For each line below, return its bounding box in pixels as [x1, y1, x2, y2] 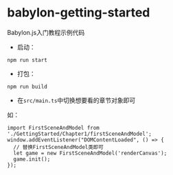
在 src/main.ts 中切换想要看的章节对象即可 [16, 96, 136, 104]
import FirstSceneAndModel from [7, 124, 100, 131]
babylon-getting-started [7, 5, 150, 21]
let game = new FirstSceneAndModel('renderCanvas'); [13, 150, 168, 156]
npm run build [7, 83, 48, 90]
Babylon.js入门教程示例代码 [7, 28, 85, 36]
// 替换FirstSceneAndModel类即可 [13, 143, 104, 150]
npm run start [7, 56, 48, 63]
